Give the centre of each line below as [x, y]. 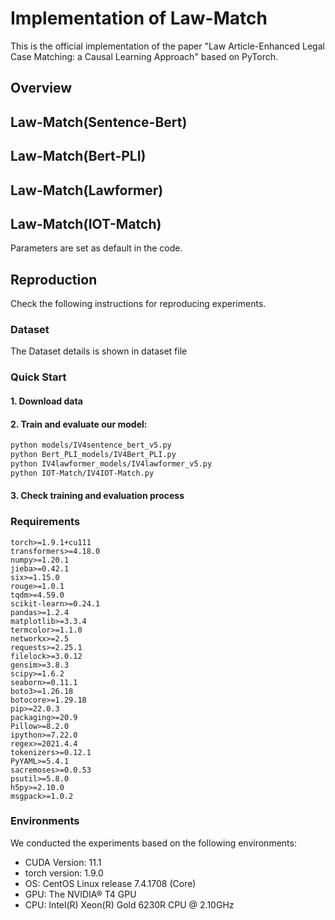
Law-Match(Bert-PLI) [78, 156]
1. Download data [46, 401]
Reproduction [54, 279]
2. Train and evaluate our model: [79, 424]
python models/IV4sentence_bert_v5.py [91, 445]
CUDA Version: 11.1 [63, 862]
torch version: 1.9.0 [64, 873]
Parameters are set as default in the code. [96, 248]
